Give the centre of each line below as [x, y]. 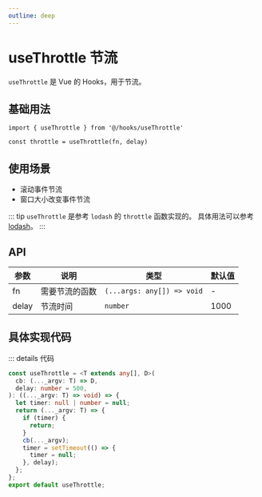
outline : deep [32, 16]
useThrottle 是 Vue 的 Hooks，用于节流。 [77, 82]
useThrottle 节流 [63, 58]
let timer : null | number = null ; [73, 403]
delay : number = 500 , [52, 388]
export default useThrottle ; [57, 485]
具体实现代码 [40, 337]
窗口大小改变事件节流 [55, 199]
